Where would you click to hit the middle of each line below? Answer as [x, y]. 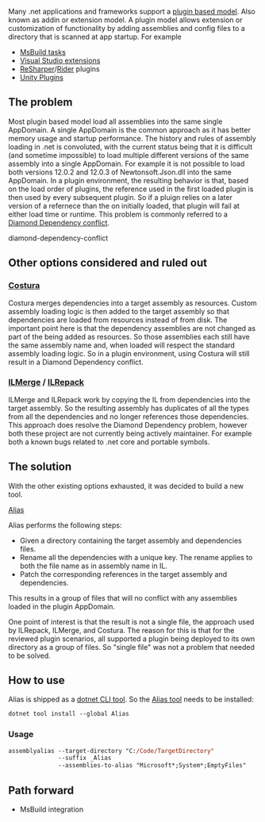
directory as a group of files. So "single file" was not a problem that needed [132, 647]
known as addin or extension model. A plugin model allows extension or [125, 20]
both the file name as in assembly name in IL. [94, 566]
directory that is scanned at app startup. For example [95, 36]
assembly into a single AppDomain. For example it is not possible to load [127, 163]
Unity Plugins [41, 77]
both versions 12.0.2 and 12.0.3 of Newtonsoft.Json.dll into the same [120, 172]
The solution [40, 467]
